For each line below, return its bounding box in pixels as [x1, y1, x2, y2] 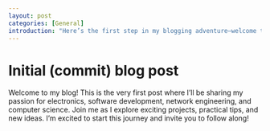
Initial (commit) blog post [8, 61, 179, 80]
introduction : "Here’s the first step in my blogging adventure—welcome [8, 27, 257, 35]
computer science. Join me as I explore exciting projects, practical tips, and [8, 105, 259, 115]
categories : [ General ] [8, 19, 84, 27]
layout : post [8, 11, 52, 20]
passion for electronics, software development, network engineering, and [8, 96, 252, 106]
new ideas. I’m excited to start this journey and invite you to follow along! [8, 113, 249, 123]
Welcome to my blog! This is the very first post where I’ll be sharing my [8, 88, 243, 97]
